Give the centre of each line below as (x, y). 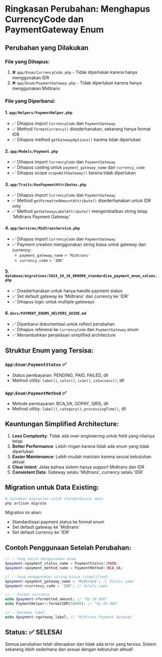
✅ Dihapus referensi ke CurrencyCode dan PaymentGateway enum (75, 330)
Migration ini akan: (24, 513)
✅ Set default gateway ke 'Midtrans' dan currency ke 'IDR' (71, 296)
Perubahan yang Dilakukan (47, 48)
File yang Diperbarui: (30, 101)
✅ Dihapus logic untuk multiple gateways (53, 301)
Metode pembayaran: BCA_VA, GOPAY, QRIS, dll (60, 404)
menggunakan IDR (31, 78)
